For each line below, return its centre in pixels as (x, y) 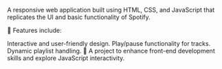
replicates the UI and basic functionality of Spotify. (79, 17)
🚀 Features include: (34, 30)
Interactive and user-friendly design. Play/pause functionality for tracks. (109, 43)
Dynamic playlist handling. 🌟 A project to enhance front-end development (111, 51)
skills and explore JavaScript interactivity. (66, 58)
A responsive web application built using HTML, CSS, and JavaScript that (111, 10)
